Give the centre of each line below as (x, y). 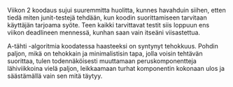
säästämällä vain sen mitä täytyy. (55, 76)
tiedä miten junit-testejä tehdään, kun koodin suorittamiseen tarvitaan (107, 18)
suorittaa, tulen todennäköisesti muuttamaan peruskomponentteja (102, 61)
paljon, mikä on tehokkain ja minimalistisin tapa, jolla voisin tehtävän (105, 53)
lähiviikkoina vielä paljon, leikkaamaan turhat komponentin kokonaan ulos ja (116, 68)
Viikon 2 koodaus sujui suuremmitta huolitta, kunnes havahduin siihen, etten (116, 10)
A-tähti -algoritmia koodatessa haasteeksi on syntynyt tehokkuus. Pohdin (113, 46)
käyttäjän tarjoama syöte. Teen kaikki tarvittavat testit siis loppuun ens (108, 25)
